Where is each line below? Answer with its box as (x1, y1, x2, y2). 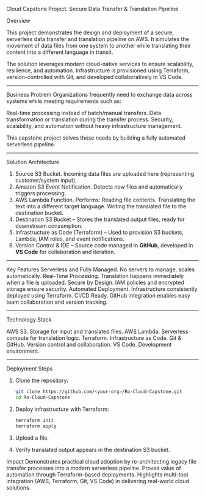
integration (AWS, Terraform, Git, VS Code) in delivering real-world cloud (6, 477, 190, 484)
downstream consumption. (15, 222, 83, 229)
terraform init (15, 417, 54, 423)
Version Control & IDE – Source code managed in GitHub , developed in (15, 242, 193, 249)
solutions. (6, 484, 31, 491)
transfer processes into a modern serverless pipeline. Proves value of (6, 464, 181, 472)
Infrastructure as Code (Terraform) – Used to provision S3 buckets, (15, 229, 184, 236)
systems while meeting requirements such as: (6, 97, 122, 105)
